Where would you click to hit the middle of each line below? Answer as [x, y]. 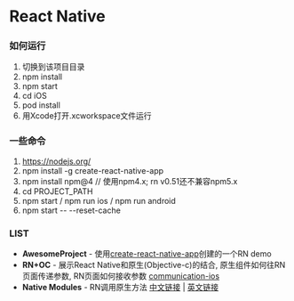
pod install [41, 105]
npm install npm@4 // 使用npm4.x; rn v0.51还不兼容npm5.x [130, 181]
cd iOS [34, 96]
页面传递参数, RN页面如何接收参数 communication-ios [121, 276]
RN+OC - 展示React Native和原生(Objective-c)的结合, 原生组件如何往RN [154, 265]
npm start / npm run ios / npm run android [99, 200]
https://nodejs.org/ [56, 161]
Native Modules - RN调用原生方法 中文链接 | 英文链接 [120, 288]
